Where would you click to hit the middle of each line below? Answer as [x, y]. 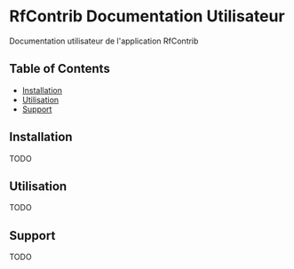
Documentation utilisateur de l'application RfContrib [104, 41]
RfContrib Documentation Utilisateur [147, 16]
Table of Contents [60, 69]
